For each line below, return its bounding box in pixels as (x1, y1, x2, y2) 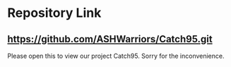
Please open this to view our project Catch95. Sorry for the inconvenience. (7, 51, 225, 60)
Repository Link (7, 5, 102, 21)
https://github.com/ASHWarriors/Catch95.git (7, 33, 213, 45)
